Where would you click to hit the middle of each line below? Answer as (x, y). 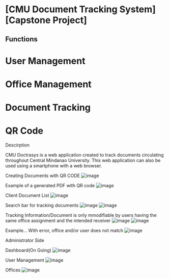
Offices (13, 270)
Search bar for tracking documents (42, 206)
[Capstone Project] (46, 20)
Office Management (48, 84)
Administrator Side (25, 240)
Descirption (17, 145)
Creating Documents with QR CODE (43, 176)
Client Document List (27, 195)
